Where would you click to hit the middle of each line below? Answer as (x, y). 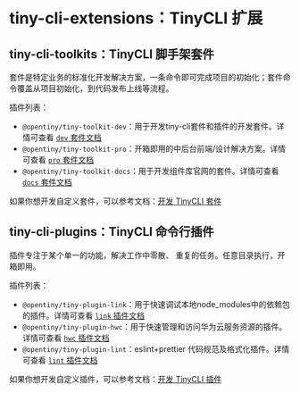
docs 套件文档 (47, 182)
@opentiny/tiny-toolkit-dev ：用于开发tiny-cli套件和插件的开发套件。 (149, 126)
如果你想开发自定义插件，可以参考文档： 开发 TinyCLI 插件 (116, 379)
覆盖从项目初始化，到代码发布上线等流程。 (95, 88)
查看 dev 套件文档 (70, 138)
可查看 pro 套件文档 (58, 160)
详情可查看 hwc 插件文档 (66, 338)
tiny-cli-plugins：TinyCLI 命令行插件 (112, 232)
